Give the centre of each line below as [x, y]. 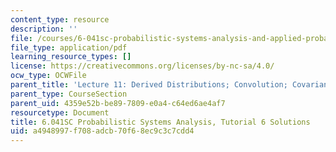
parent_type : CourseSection [69, 94]
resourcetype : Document [60, 112]
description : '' [44, 29]
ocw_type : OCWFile [48, 76]
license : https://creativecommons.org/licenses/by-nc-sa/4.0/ [142, 66]
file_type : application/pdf [69, 47]
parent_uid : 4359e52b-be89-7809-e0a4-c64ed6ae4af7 [118, 103]
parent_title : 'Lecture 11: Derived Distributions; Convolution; [149, 85]
